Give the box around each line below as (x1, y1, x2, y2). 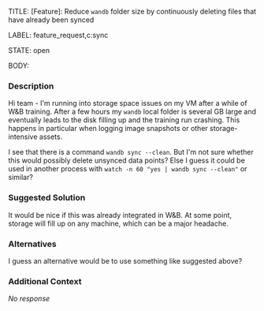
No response (8, 294, 50, 303)
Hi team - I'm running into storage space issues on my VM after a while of (8, 99, 247, 108)
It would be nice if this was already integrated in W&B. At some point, (8, 210, 232, 219)
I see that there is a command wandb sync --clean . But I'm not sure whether (8, 148, 254, 157)
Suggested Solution (8, 193, 86, 204)
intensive (8, 132, 38, 141)
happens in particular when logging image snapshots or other (8, 124, 209, 133)
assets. (39, 132, 63, 141)
